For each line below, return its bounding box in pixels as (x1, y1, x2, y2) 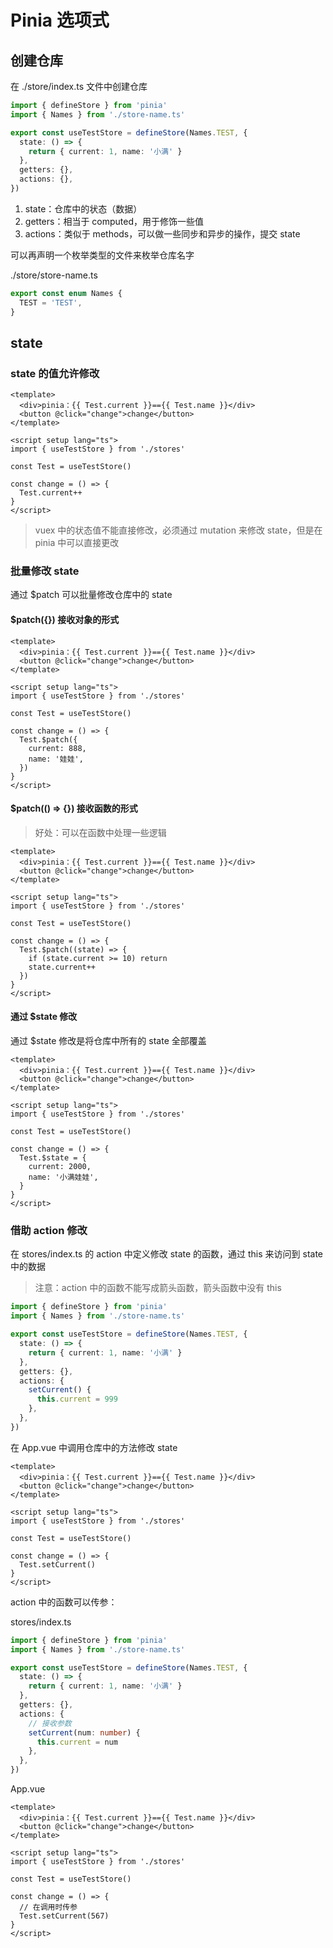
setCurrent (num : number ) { (28, 1727, 141, 1738)
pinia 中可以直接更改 (34, 537, 120, 549)
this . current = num (36, 1737, 118, 1747)
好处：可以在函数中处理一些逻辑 (34, 826, 167, 838)
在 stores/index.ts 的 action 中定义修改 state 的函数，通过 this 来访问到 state (10, 1248, 324, 1260)
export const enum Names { (10, 288, 123, 298)
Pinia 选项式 (10, 9, 110, 32)
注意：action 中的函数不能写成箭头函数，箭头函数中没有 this (34, 1282, 282, 1294)
